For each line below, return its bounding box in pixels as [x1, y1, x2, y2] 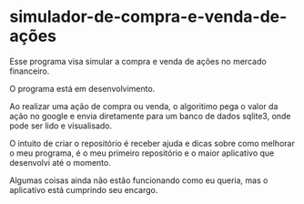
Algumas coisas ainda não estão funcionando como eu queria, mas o [9, 175, 269, 186]
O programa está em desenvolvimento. [9, 83, 156, 94]
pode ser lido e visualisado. [9, 120, 113, 131]
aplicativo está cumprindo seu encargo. [9, 184, 158, 195]
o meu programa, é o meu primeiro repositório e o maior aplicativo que [9, 148, 275, 158]
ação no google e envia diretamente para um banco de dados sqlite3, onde [9, 110, 291, 121]
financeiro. [9, 66, 50, 76]
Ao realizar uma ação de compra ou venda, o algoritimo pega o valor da [9, 100, 279, 111]
